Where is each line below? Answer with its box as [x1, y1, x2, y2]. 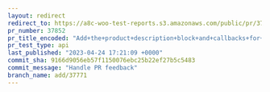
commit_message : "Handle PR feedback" [7, 64, 138, 72]
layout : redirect [7, 11, 66, 20]
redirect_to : [7, 19, 52, 27]
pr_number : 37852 [7, 26, 66, 34]
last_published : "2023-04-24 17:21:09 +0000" [7, 49, 163, 57]
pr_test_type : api [7, 42, 69, 50]
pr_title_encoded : [7, 34, 69, 42]
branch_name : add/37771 [7, 71, 88, 79]
